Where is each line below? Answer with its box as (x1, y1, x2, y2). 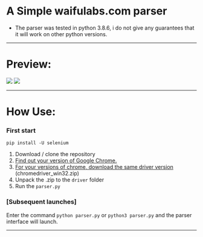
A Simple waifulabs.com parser (6, 4, 167, 18)
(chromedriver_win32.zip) (14, 170, 80, 177)
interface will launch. (6, 218, 59, 225)
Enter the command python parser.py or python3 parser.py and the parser (6, 211, 192, 218)
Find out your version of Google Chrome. (14, 157, 117, 164)
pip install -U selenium (6, 140, 69, 146)
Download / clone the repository (14, 151, 95, 158)
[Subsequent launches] (6, 198, 77, 206)
